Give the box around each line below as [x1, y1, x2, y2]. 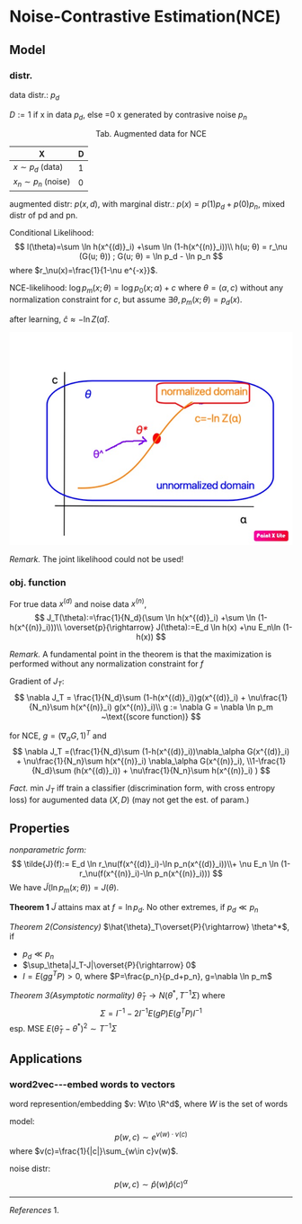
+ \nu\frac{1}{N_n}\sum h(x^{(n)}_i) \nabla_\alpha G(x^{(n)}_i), [16, 755, 245, 766]
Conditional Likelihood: [9, 228, 94, 238]
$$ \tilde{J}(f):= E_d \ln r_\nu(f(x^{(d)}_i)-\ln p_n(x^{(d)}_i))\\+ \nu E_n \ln [11, 859, 280, 870]
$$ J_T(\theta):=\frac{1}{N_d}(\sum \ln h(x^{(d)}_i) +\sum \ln [34, 612, 256, 623]
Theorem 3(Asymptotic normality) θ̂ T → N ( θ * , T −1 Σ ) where [9, 988, 226, 1003]
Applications [9, 1051, 83, 1067]
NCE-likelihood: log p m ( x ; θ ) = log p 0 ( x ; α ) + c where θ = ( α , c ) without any [9, 282, 284, 296]
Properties [9, 820, 70, 835]
